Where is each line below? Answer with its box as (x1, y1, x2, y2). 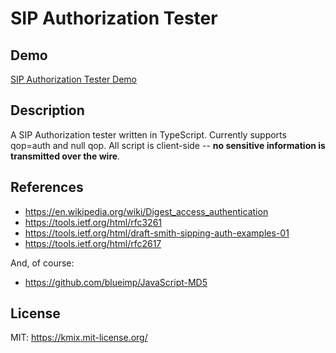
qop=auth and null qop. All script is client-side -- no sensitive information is (10, 139, 326, 151)
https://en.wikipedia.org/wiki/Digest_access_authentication (24, 205, 269, 217)
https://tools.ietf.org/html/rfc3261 (24, 216, 163, 228)
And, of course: (10, 257, 75, 269)
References (10, 179, 84, 196)
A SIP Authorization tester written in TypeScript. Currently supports (10, 128, 287, 141)
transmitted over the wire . (10, 150, 121, 162)
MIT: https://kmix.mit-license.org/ (10, 332, 148, 344)
